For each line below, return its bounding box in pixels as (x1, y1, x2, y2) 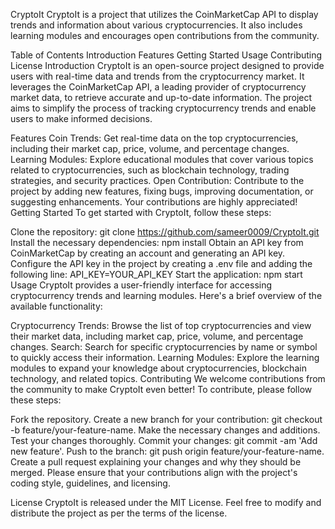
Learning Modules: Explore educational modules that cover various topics (10, 154, 314, 165)
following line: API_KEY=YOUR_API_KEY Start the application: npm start (10, 269, 303, 280)
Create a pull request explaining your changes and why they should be (10, 456, 302, 468)
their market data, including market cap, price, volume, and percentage (10, 330, 304, 342)
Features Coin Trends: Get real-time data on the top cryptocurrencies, (10, 132, 299, 144)
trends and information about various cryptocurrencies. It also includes (10, 19, 303, 31)
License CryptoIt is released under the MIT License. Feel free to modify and (10, 497, 322, 508)
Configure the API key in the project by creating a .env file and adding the (10, 258, 313, 269)
